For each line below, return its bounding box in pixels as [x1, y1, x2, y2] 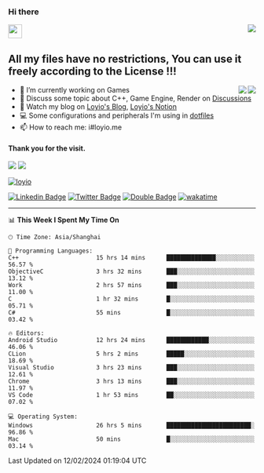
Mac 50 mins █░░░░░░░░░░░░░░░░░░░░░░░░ [8, 435, 255, 443]
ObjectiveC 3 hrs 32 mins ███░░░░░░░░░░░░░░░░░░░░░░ [8, 267, 255, 276]
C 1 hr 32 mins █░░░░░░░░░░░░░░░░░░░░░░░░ [8, 295, 255, 304]
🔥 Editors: [8, 329, 45, 337]
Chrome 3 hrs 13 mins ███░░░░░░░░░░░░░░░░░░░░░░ [8, 377, 255, 386]
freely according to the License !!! [8, 64, 177, 78]
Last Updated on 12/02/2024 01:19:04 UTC [8, 456, 147, 465]
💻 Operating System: [8, 413, 79, 421]
